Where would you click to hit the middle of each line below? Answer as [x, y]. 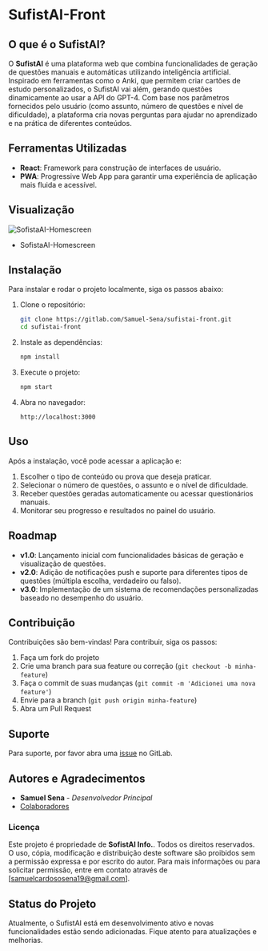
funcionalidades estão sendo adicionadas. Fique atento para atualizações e [133, 932]
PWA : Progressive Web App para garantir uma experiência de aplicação [138, 176]
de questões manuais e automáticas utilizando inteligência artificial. [120, 72]
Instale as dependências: [61, 342]
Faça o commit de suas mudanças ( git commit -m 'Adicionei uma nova [138, 683]
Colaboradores [44, 806]
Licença [24, 827]
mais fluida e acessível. [58, 184]
